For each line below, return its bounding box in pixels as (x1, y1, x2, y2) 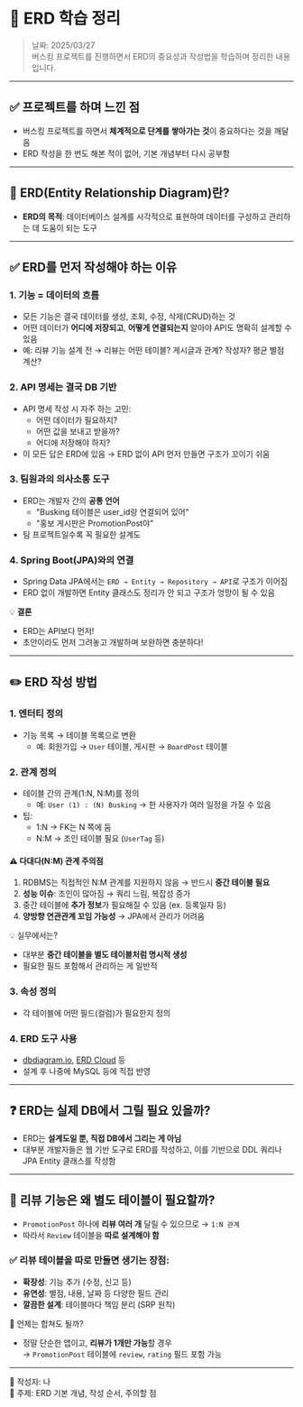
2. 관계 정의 (9, 766, 57, 778)
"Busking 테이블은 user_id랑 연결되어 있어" (35, 506, 189, 517)
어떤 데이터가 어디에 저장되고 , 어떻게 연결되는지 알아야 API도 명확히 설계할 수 (22, 322, 292, 334)
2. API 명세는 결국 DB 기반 (9, 381, 117, 393)
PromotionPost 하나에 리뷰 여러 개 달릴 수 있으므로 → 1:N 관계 (22, 1218, 241, 1229)
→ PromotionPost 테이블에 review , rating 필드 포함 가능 (22, 1348, 223, 1359)
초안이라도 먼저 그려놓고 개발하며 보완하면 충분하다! (22, 637, 204, 648)
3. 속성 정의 (9, 985, 57, 998)
